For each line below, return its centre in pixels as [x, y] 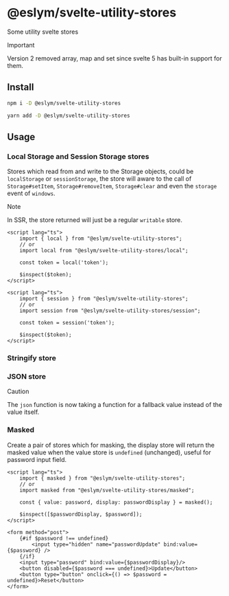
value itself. [23, 412]
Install [21, 87]
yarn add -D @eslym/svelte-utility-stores [69, 115]
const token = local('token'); [64, 263]
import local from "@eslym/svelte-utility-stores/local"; [104, 251]
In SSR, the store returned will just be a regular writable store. [95, 220]
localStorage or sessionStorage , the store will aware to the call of [99, 179]
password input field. [37, 459]
